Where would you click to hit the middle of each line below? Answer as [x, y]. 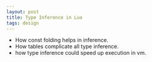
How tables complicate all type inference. [67, 46]
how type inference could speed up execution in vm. [81, 53]
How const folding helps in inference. [62, 40]
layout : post [23, 12]
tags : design [23, 23]
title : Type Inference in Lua [45, 17]
